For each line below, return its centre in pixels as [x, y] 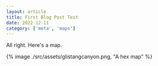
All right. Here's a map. [34, 45]
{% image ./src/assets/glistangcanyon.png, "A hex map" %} [79, 56]
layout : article [26, 12]
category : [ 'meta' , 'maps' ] [41, 28]
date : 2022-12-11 [28, 23]
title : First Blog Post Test [42, 17]
